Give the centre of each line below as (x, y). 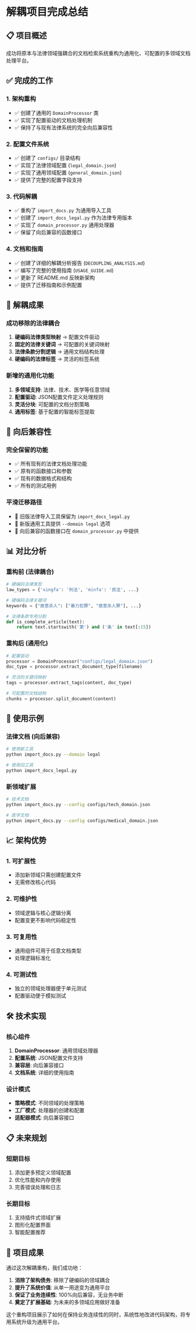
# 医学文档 (18, 815)
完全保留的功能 (27, 450)
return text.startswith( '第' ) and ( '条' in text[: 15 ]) (84, 627)
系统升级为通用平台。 (37, 1322)
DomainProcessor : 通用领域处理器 (56, 1051)
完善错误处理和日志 (38, 1187)
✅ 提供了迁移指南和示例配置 (48, 285)
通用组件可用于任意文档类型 (48, 951)
